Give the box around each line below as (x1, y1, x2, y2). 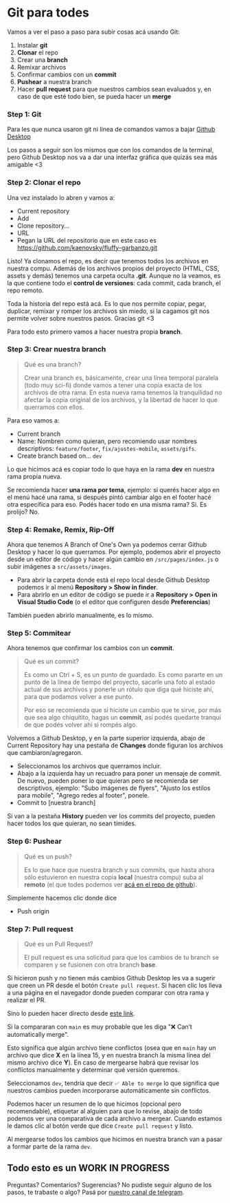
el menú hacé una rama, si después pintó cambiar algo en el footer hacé (7, 493, 211, 501)
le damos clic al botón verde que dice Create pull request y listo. (7, 1122, 194, 1130)
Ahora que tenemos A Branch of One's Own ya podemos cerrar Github (7, 540, 207, 549)
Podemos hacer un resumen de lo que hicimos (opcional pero (7, 1100, 182, 1108)
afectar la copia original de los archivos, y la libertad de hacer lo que (23, 395, 218, 404)
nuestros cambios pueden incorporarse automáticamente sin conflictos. (7, 1086, 211, 1095)
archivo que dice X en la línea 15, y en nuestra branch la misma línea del (7, 1051, 211, 1060)
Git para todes (7, 5, 89, 21)
